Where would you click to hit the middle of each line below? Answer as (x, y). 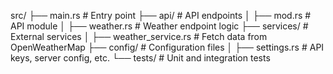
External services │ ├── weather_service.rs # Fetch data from (139, 36)
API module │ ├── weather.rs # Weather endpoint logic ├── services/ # (159, 26)
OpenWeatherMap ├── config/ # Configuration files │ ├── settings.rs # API (167, 47)
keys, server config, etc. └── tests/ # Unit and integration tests (140, 58)
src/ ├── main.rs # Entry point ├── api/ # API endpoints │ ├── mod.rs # (161, 15)
